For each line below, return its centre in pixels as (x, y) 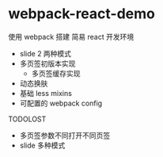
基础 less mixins (46, 93)
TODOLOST (27, 119)
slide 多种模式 (42, 145)
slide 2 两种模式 (45, 53)
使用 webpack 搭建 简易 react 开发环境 (71, 36)
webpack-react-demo (82, 14)
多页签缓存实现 (56, 73)
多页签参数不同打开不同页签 (65, 135)
